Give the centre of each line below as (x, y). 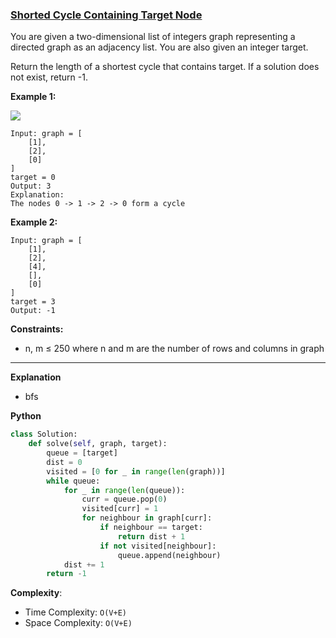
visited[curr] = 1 (120, 509)
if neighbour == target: (151, 528)
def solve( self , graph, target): (98, 444)
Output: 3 (31, 186)
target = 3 (33, 302)
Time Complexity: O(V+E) (75, 612)
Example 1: (33, 97)
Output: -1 (33, 311)
